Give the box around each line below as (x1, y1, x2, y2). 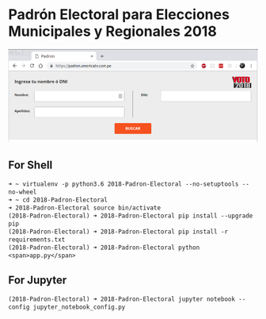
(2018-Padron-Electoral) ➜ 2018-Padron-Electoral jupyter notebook (8, 295, 236, 303)
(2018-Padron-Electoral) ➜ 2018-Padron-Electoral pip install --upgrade (8, 212, 253, 220)
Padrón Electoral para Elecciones (8, 6, 230, 24)
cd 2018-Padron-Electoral (22, 196, 108, 204)
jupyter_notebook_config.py (32, 303, 126, 311)
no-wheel (8, 188, 37, 196)
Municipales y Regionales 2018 (8, 22, 218, 40)
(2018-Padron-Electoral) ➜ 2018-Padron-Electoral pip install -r (8, 228, 228, 236)
